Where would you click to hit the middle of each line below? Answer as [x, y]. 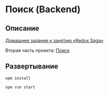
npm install [18, 78]
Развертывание [32, 67]
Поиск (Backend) [43, 9]
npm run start [20, 87]
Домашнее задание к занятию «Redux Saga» [54, 40]
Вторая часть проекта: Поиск [38, 50]
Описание [22, 28]
